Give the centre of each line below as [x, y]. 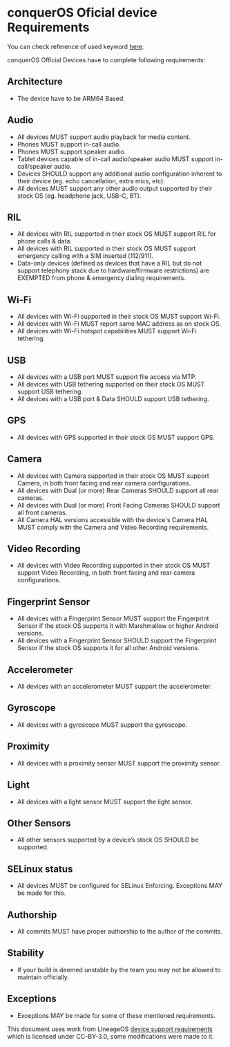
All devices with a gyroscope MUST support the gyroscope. [102, 725]
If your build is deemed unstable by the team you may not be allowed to [119, 970]
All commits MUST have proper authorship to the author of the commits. [119, 931]
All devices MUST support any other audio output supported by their [115, 188]
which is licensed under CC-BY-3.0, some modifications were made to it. [111, 1036]
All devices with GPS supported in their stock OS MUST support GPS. [116, 437]
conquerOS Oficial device [82, 13]
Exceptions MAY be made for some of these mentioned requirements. [116, 1015]
